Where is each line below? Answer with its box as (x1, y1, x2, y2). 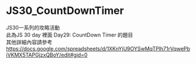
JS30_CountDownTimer (6, 4, 124, 17)
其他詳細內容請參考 (6, 38, 53, 45)
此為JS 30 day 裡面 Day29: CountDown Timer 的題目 (6, 31, 133, 38)
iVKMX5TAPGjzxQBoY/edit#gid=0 (6, 51, 88, 58)
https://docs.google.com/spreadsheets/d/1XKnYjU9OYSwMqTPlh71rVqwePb (6, 45, 190, 52)
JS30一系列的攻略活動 (6, 24, 60, 31)
